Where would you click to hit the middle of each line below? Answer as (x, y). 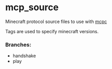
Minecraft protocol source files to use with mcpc (56, 21)
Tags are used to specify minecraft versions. (52, 31)
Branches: (18, 44)
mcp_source (32, 7)
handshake (24, 56)
